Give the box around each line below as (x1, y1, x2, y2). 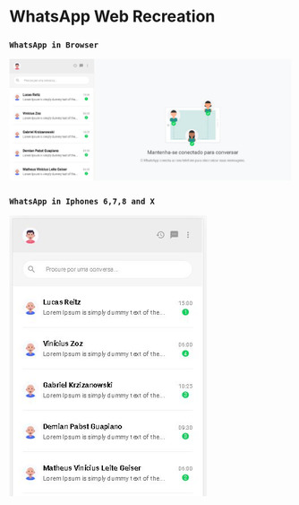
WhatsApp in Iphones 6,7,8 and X (9, 196, 155, 206)
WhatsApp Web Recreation (9, 6, 216, 27)
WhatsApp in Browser (9, 40, 99, 50)
